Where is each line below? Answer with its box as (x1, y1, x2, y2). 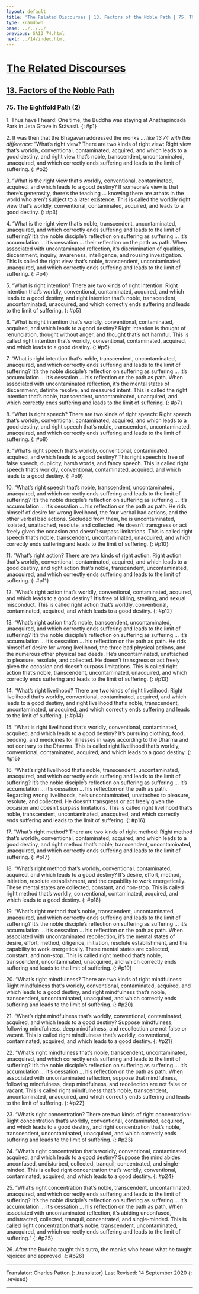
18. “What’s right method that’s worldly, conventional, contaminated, (6, 865, 172, 872)
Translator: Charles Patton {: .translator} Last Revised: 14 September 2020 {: (6, 1269, 192, 1276)
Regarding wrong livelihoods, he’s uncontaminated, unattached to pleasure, (6, 791, 191, 799)
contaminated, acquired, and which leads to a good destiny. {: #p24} (6, 1173, 174, 1180)
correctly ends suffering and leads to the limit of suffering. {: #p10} (6, 540, 169, 548)
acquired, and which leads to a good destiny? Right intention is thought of (6, 324, 186, 331)
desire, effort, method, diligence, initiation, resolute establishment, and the (6, 939, 188, 946)
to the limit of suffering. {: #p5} (6, 307, 82, 314)
